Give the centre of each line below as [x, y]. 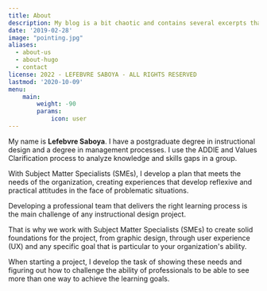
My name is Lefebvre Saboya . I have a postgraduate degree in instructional [132, 141]
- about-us [33, 52]
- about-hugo [37, 60]
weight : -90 [57, 104]
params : [49, 112]
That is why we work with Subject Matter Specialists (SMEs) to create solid [131, 229]
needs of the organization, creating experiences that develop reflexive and [130, 182]
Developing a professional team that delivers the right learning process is [128, 205]
